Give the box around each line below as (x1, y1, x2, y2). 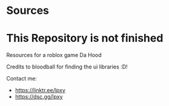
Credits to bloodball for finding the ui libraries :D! (6, 63, 128, 70)
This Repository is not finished (6, 31, 164, 45)
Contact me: (6, 75, 38, 82)
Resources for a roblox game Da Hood (6, 51, 102, 59)
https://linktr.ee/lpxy (15, 87, 65, 94)
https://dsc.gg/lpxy (15, 93, 63, 101)
